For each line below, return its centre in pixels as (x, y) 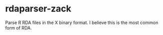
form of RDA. (18, 27)
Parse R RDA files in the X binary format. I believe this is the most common (82, 22)
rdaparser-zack (38, 9)
